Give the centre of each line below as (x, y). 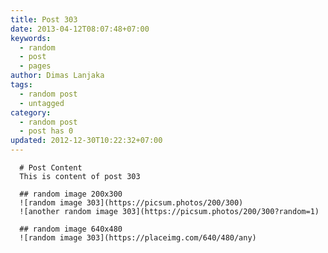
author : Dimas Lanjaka (57, 76)
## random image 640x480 (71, 229)
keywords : (31, 38)
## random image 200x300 (71, 194)
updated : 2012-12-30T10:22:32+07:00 (86, 141)
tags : (21, 85)
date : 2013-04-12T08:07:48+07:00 (80, 29)
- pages (35, 66)
